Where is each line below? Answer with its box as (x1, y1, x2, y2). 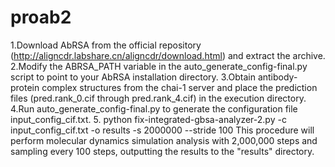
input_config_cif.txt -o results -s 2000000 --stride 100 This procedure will (10, 124, 315, 136)
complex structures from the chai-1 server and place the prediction (41, 81, 318, 93)
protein (10, 81, 40, 93)
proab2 (10, 6, 72, 29)
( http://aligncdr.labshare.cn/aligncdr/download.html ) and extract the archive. (10, 49, 326, 61)
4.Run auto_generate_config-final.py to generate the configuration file (10, 102, 298, 115)
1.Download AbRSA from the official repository (10, 39, 202, 51)
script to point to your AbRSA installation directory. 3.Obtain (10, 71, 256, 83)
